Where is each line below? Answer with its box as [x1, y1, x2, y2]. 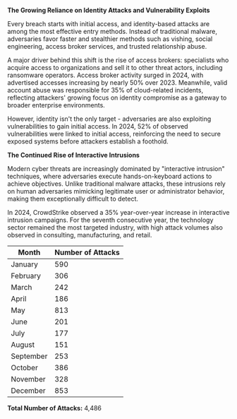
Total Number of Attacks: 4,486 [7, 404, 102, 412]
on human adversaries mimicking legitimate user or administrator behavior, [7, 187, 225, 195]
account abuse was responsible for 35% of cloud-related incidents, [7, 86, 203, 94]
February [11, 271, 41, 281]
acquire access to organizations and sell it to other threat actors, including [7, 64, 224, 71]
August [11, 340, 35, 349]
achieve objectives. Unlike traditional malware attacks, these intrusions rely [7, 179, 226, 188]
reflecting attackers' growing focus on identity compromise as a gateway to [7, 93, 227, 102]
